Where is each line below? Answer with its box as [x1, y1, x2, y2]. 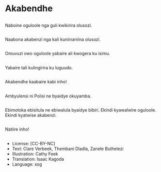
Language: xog [12, 161, 42, 167]
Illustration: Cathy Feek [12, 151, 58, 156]
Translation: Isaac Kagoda [12, 156, 64, 162]
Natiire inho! [5, 126, 30, 132]
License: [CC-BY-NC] [12, 140, 55, 146]
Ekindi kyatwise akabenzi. [5, 112, 57, 118]
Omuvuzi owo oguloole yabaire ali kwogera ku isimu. [5, 51, 111, 57]
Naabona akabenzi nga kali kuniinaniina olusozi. [5, 36, 101, 42]
